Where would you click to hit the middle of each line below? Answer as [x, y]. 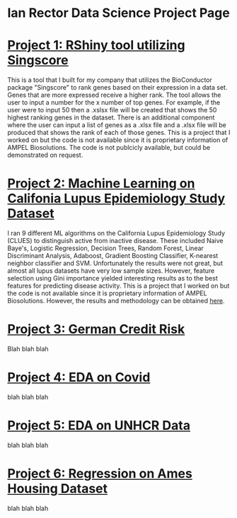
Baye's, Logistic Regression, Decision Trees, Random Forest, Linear [105, 248]
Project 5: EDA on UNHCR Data [99, 426]
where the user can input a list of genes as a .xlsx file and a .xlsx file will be [117, 125]
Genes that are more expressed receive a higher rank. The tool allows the [114, 95]
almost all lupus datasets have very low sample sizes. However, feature [111, 271]
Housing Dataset [58, 489]
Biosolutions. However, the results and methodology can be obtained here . [116, 301]
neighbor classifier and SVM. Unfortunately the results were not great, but [115, 264]
